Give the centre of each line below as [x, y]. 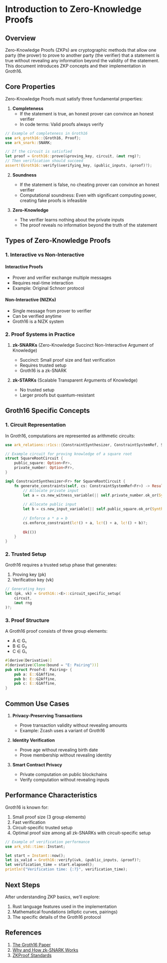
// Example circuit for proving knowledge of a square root [69, 454]
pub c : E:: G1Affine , [35, 683]
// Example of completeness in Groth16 [46, 133]
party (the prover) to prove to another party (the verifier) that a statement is [83, 55]
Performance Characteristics [51, 795]
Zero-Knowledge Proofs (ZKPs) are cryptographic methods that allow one [81, 50]
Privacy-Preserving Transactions [47, 716]
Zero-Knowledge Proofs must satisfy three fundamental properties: [74, 98]
